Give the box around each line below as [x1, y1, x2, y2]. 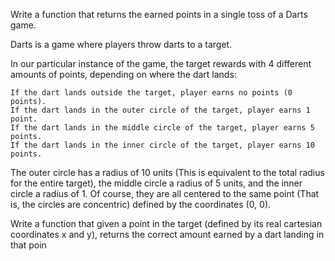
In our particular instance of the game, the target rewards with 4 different [10, 58, 312, 69]
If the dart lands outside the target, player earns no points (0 [10, 88, 293, 98]
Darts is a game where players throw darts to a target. [10, 39, 233, 50]
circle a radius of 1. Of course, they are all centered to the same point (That [10, 188, 320, 199]
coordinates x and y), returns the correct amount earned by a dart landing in [10, 229, 325, 240]
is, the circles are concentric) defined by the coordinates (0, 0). [10, 199, 272, 210]
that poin [10, 239, 47, 251]
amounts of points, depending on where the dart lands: [10, 69, 237, 80]
